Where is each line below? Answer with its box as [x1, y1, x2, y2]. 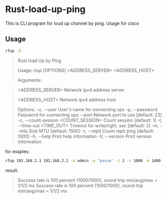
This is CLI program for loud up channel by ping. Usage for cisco [5, 20, 139, 26]
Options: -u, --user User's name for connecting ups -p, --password [17, 106, 157, 112]
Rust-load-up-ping [5, 4, 86, 15]
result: [5, 167, 19, 173]
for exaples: [5, 148, 30, 155]
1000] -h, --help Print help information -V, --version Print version [17, 133, 152, 139]
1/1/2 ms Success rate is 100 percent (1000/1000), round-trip [17, 182, 143, 188]
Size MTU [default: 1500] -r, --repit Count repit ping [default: [29, 128, 154, 134]
